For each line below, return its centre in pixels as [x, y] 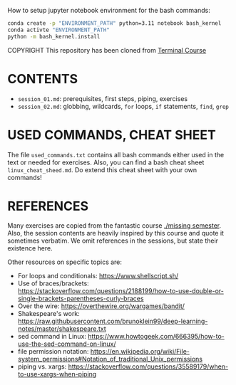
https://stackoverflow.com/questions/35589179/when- [148, 366]
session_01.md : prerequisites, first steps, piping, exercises [102, 98]
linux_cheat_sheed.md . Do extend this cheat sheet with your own [102, 169]
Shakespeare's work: [48, 314]
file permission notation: [53, 352]
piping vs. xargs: [42, 366]
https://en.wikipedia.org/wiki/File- [140, 352]
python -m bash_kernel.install [54, 36]
